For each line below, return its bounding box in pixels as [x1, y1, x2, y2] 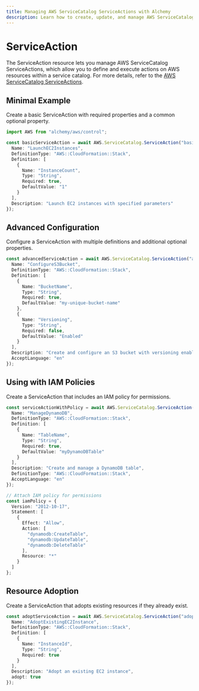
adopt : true [11, 674, 41, 680]
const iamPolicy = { [6, 498, 57, 504]
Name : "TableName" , [21, 432, 70, 438]
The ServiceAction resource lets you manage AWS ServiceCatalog [6, 59, 168, 66]
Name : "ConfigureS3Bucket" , [11, 262, 81, 268]
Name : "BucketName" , [21, 283, 73, 290]
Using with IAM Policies [6, 378, 95, 388]
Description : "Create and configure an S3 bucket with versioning [11, 350, 179, 356]
